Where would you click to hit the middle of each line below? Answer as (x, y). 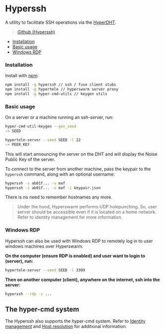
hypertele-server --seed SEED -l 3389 (45, 270)
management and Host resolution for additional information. (66, 327)
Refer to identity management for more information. (70, 217)
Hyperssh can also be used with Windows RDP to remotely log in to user (79, 241)
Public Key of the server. (30, 159)
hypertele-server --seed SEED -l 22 (43, 140)
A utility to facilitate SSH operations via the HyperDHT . (61, 22)
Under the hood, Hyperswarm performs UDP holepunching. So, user (87, 207)
